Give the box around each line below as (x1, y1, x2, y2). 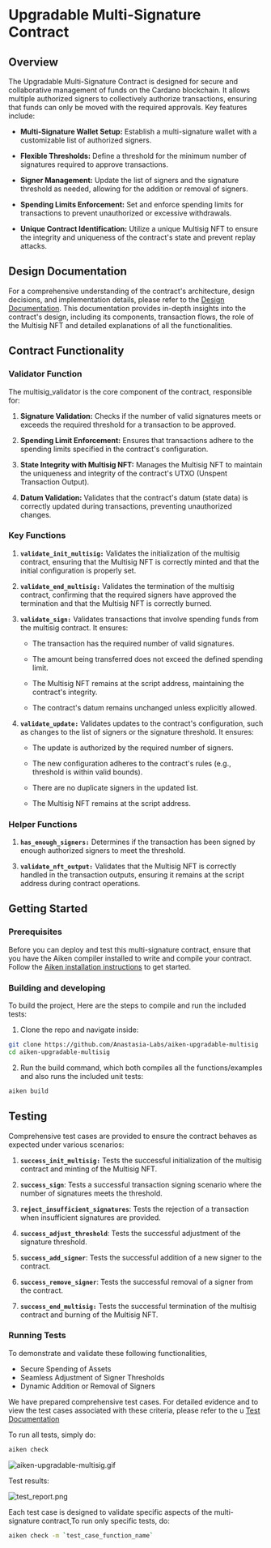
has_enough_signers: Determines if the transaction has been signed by (19, 837, 256, 847)
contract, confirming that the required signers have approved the (19, 590, 237, 599)
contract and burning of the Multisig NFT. (19, 1310, 159, 1320)
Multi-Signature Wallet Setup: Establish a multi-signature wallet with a (19, 127, 257, 136)
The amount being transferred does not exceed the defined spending (32, 654, 264, 663)
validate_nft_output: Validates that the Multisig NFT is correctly (19, 861, 237, 872)
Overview (8, 55, 59, 69)
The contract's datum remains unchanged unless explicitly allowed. (32, 702, 257, 712)
